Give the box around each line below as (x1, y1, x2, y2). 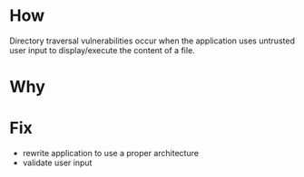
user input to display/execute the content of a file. (9, 44, 195, 55)
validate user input (22, 157, 93, 168)
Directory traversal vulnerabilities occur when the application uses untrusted (9, 35, 295, 46)
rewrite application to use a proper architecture (22, 148, 200, 159)
